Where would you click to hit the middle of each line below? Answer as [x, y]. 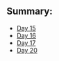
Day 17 [26, 43]
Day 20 [27, 50]
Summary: [29, 11]
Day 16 [26, 35]
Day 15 [26, 28]
